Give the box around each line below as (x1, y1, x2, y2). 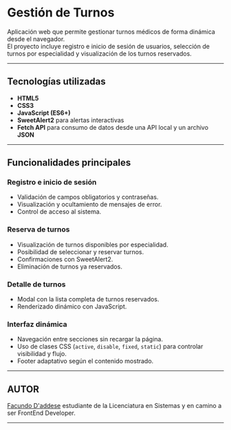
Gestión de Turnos (7, 5, 115, 21)
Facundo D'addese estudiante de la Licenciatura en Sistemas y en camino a (7, 402, 222, 410)
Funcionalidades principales (7, 157, 131, 169)
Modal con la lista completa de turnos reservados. (16, 295, 159, 304)
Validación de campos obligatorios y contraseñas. (16, 193, 159, 201)
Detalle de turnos (7, 280, 66, 289)
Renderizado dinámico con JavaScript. (16, 302, 127, 310)
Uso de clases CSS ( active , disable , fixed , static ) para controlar (16, 342, 203, 351)
